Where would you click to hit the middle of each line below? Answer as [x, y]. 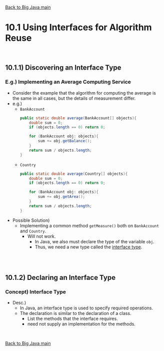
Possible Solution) [31, 220]
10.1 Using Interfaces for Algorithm [78, 28]
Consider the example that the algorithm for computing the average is [84, 93]
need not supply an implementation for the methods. [81, 324]
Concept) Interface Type [36, 291]
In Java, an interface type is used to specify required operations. [86, 308]
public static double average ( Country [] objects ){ [74, 174]
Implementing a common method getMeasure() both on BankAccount [89, 225]
